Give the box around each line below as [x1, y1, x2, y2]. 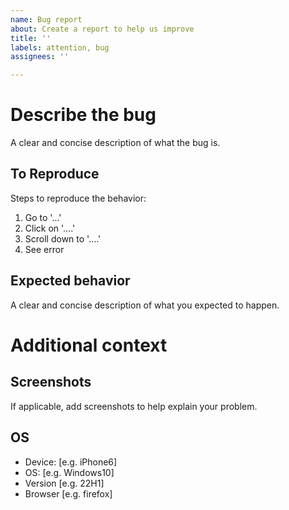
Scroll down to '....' [24, 232, 102, 245]
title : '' [10, 33, 52, 43]
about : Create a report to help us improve [10, 24, 195, 34]
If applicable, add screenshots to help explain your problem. [10, 400, 258, 412]
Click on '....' [24, 222, 76, 234]
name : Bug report [10, 14, 83, 25]
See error [24, 243, 65, 255]
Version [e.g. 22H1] [24, 477, 105, 489]
